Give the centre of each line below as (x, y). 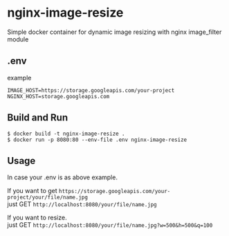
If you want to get (32, 191)
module (18, 39)
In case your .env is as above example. (62, 177)
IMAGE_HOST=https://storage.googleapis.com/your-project (91, 90)
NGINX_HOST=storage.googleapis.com (58, 96)
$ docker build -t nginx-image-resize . (66, 134)
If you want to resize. (37, 218)
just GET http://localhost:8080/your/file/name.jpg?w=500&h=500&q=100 (110, 225)
